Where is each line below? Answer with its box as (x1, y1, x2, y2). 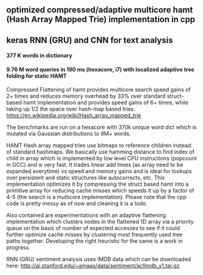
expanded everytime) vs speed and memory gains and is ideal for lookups (6, 167, 192, 175)
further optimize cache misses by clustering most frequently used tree (6, 231, 183, 238)
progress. (6, 243, 30, 251)
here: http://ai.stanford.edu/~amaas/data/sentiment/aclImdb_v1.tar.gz (6, 262, 180, 269)
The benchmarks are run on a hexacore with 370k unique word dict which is (6, 123, 197, 131)
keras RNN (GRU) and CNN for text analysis (6, 35, 173, 45)
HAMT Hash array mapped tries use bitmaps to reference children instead (6, 141, 191, 149)
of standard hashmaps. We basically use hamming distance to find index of (6, 148, 194, 155)
